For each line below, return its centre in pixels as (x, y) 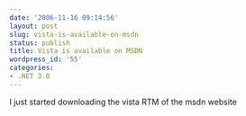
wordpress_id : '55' (46, 59)
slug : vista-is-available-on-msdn (74, 34)
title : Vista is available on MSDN (76, 51)
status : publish (40, 43)
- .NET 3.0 (30, 76)
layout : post (34, 26)
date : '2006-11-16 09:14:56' (64, 18)
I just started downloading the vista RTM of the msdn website (123, 102)
